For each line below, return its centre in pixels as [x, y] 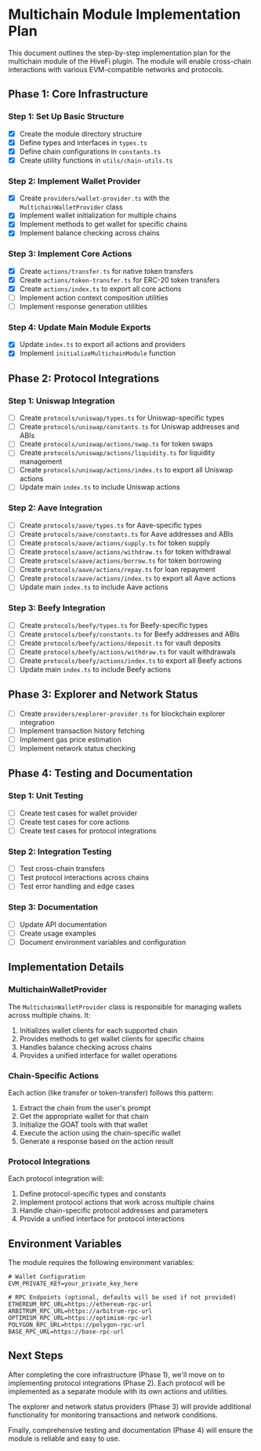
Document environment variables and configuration [103, 942]
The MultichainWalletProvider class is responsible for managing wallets [125, 1007]
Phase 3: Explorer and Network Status [103, 695]
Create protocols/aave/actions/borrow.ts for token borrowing [120, 561]
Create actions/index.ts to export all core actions [100, 289]
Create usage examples [58, 933]
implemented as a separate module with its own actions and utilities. [118, 1391]
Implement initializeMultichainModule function [98, 353]
